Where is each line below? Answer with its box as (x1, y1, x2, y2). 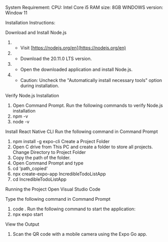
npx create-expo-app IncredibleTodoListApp (12, 171, 106, 177)
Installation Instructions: (5, 20, 55, 25)
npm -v (12, 113, 29, 119)
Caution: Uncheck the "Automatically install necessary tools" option (20, 77, 162, 83)
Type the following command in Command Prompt (5, 196, 111, 202)
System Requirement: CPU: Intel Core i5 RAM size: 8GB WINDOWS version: (5, 5, 163, 10)
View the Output (5, 221, 40, 227)
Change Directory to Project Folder (12, 149, 86, 155)
